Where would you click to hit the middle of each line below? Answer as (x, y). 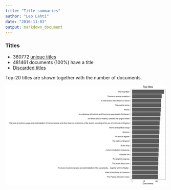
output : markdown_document (34, 27)
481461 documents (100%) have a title (53, 62)
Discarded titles (29, 68)
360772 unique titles (34, 57)
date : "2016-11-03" (26, 22)
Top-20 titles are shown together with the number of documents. (74, 77)
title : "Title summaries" (33, 11)
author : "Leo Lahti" (27, 16)
